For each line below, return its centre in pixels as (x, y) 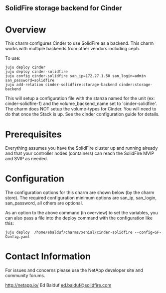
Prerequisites (34, 134)
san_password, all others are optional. (44, 203)
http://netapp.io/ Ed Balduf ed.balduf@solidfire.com (58, 285)
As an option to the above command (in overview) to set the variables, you (82, 213)
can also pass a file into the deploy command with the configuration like (79, 218)
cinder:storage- (136, 85)
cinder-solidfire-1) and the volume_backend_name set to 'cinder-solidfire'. (81, 103)
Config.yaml (17, 237)
